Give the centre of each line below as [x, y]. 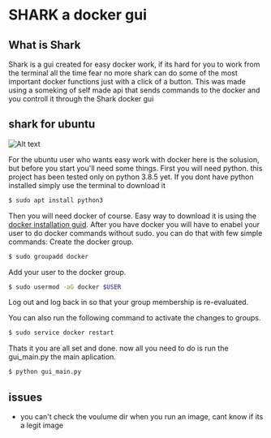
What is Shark [45, 45]
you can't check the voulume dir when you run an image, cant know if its [142, 417]
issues [26, 397]
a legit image [41, 425]
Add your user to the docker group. [67, 272]
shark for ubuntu [52, 125]
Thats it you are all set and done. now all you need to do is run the [118, 348]
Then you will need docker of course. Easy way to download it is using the [133, 216]
